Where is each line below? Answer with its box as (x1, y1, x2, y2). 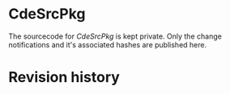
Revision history (8, 68, 120, 87)
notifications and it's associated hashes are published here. (8, 39, 207, 49)
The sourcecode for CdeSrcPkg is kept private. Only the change (8, 31, 223, 41)
